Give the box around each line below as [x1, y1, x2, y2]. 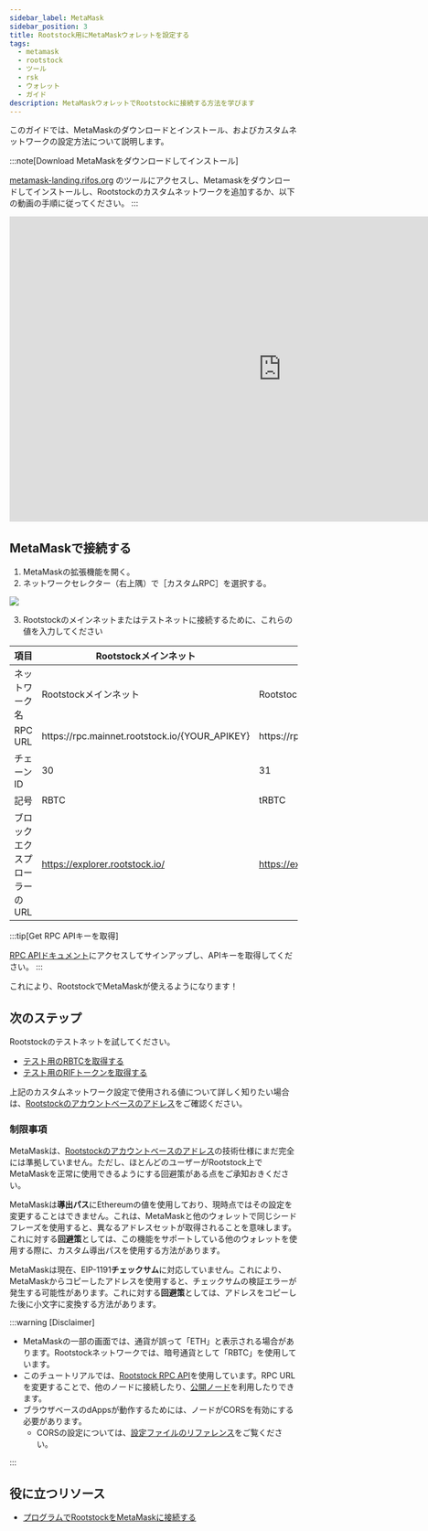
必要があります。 [22, 1416, 87, 1427]
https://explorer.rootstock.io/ [41, 858, 166, 871]
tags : [9, 38, 30, 48]
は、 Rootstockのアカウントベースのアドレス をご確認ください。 [9, 1098, 248, 1108]
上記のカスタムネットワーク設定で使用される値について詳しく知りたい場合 [9, 1087, 290, 1097]
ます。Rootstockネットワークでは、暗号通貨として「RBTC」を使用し [30, 1347, 289, 1358]
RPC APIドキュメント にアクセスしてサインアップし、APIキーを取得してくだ [9, 950, 293, 961]
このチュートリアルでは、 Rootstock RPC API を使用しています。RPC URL [22, 1370, 295, 1381]
